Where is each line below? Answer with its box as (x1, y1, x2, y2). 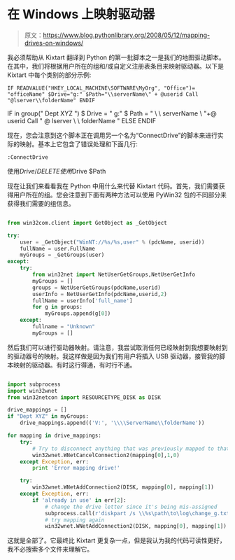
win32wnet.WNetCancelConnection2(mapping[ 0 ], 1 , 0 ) (32, 451, 180, 458)
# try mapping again (44, 516, 105, 524)
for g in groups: (32, 304, 83, 311)
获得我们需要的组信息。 (7, 199, 75, 207)
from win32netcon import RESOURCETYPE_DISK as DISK (7, 393, 161, 401)
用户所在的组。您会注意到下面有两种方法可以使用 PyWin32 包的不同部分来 (13, 190, 227, 199)
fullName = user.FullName (20, 245, 96, 252)
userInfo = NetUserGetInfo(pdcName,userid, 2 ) (32, 290, 168, 297)
